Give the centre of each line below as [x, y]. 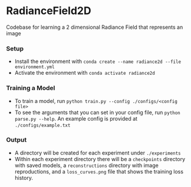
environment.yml [34, 67]
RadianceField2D [49, 11]
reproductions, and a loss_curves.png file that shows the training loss [99, 171]
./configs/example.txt [42, 125]
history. [24, 178]
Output [17, 140]
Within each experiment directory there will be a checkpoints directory [100, 159]
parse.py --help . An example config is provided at [76, 118]
